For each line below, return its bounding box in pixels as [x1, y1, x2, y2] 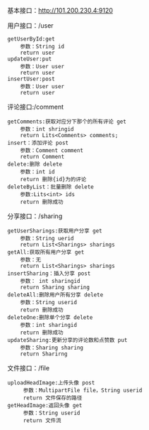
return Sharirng [20, 350, 68, 358]
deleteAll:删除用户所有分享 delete [7, 291, 104, 299]
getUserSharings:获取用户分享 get [7, 227, 102, 235]
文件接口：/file [7, 364, 50, 372]
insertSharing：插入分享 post [7, 270, 91, 277]
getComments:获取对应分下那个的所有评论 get [7, 118, 127, 125]
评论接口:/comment [7, 102, 64, 111]
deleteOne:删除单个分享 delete [7, 314, 93, 321]
